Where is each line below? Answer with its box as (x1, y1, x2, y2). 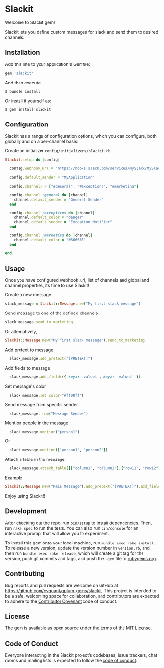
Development (5, 507, 47, 516)
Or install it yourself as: (5, 98, 51, 104)
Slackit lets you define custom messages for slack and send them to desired (5, 29, 159, 35)
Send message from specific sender (5, 401, 78, 407)
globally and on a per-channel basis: (5, 138, 79, 145)
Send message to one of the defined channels (5, 310, 98, 316)
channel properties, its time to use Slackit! (5, 282, 89, 289)
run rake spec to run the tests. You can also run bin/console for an (5, 525, 139, 531)
